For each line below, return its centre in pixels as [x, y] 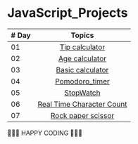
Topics [82, 35]
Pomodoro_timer [83, 81]
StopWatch [82, 93]
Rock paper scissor [82, 115]
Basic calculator [82, 70]
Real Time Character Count [82, 104]
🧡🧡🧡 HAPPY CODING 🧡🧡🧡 [45, 133]
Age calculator [82, 58]
